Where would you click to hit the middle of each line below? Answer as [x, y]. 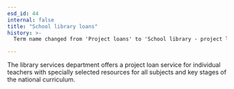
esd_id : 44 [23, 13]
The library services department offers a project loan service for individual [114, 65]
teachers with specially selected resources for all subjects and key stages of [117, 72]
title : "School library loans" [53, 26]
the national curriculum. [41, 79]
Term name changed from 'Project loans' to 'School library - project [118, 39]
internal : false [31, 20]
